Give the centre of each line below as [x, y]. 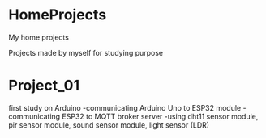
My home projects [39, 37]
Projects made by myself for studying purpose [86, 52]
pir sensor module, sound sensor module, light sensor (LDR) [109, 125]
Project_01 [44, 86]
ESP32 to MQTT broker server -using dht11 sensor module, [160, 116]
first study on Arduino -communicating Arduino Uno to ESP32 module [125, 107]
